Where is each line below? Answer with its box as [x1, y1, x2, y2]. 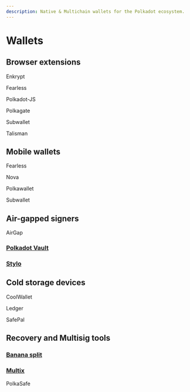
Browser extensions [6, 57, 81, 68]
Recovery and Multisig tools [6, 333, 111, 343]
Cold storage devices [6, 277, 86, 288]
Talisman [6, 130, 28, 137]
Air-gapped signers [6, 213, 79, 223]
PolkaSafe [6, 380, 30, 387]
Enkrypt [6, 73, 25, 80]
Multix [6, 367, 25, 375]
